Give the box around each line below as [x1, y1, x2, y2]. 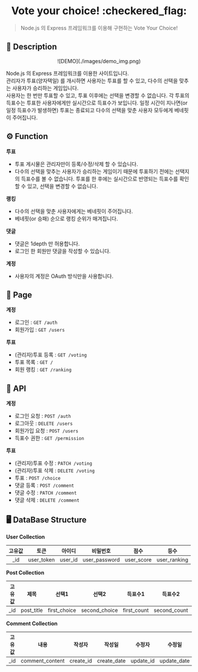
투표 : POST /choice [14, 474, 61, 481]
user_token [28, 556, 55, 563]
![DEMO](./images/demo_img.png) [57, 57, 141, 64]
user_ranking [156, 556, 189, 563]
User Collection [6, 533, 45, 540]
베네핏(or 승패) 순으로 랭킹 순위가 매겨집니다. [14, 215, 118, 222]
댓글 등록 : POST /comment [14, 482, 75, 489]
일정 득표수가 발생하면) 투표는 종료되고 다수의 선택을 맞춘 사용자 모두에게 [6, 106, 173, 113]
